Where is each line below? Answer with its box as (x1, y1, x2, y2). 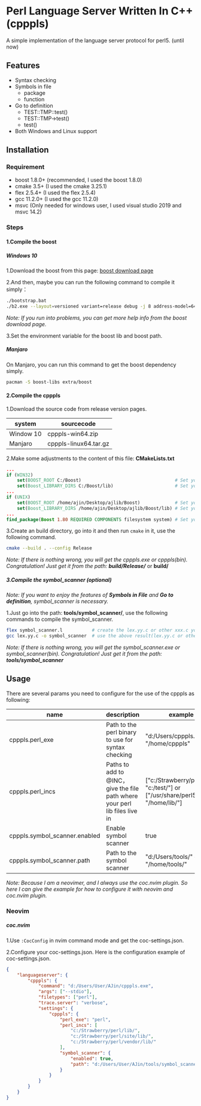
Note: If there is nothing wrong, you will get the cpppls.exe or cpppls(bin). (6, 556, 188, 563)
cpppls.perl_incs (9, 787, 56, 795)
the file (119, 784, 139, 792)
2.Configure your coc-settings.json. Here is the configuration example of (6, 948, 185, 955)
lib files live (106, 807, 138, 815)
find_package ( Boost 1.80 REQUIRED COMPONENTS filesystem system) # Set (6, 516, 188, 522)
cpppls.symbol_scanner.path (9, 856, 91, 864)
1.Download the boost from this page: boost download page (6, 267, 154, 274)
